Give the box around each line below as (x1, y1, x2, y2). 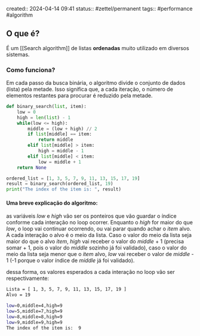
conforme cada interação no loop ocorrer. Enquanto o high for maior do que (6, 219, 193, 226)
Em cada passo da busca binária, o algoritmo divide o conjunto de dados (6, 79, 186, 87)
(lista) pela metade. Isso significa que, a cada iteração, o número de (6, 86, 173, 93)
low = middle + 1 (38, 159, 82, 165)
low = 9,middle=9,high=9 (6, 319, 63, 325)
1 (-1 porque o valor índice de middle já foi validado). (6, 257, 135, 264)
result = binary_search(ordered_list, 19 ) (6, 181, 113, 187)
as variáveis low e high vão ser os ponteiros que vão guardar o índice (6, 212, 177, 220)
